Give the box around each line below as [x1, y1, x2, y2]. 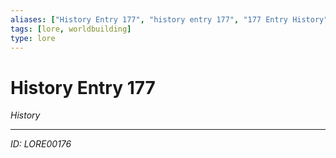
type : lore [10, 33, 56, 43]
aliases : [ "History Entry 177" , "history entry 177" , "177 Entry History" [10, 14, 329, 25]
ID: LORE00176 [10, 138, 72, 150]
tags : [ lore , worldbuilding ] [10, 24, 132, 34]
